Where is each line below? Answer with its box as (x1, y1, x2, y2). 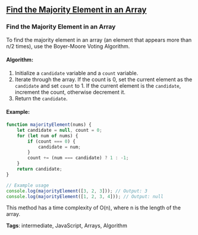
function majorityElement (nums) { (6, 122, 92, 128)
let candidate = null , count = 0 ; (17, 127, 102, 133)
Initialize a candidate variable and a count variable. (14, 69, 139, 76)
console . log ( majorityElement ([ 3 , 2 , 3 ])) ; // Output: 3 (6, 188, 147, 194)
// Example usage (6, 182, 49, 188)
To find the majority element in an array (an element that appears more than (6, 36, 192, 44)
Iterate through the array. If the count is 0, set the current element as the (14, 76, 193, 83)
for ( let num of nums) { (17, 132, 78, 139)
